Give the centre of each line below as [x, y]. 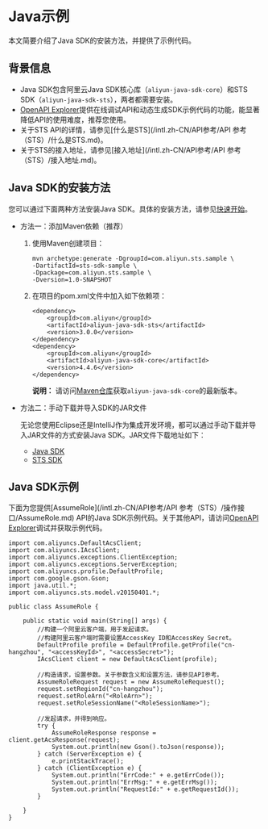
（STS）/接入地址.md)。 [60, 160]
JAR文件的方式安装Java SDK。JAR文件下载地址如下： [117, 435]
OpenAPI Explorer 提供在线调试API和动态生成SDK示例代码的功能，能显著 [140, 109]
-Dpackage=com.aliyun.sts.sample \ [91, 272]
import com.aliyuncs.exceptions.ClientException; [93, 558]
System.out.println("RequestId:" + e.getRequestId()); [145, 789]
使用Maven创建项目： [68, 243]
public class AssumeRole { [54, 607]
